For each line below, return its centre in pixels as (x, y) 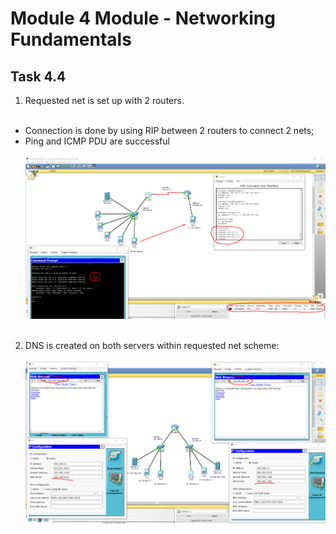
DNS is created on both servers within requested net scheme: (152, 346)
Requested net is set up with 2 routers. (104, 100)
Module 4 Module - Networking (143, 18)
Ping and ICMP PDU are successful (97, 141)
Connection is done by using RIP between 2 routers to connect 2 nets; (169, 130)
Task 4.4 (38, 76)
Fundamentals (71, 39)
